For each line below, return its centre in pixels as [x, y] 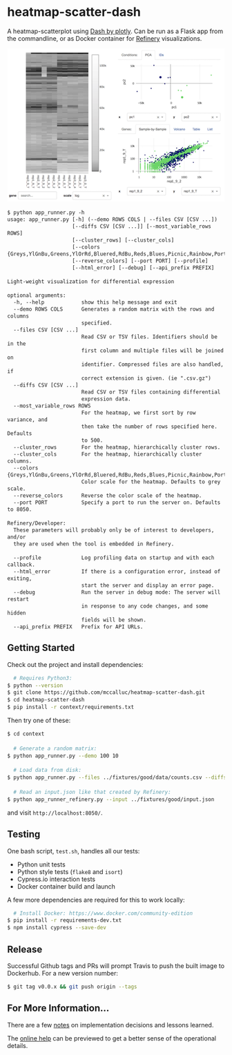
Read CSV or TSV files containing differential [151, 392]
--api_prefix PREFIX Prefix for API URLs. [78, 627]
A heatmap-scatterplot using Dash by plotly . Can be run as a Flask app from [115, 31]
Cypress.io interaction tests [56, 879]
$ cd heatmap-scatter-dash [46, 700]
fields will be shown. [114, 620]
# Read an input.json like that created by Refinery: [92, 792]
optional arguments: [37, 295]
